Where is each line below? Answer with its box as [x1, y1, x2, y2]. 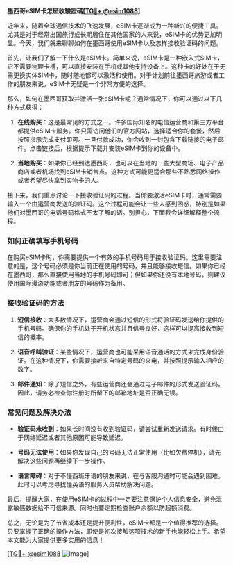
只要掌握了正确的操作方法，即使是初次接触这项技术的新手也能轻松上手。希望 [7, 527, 226, 535]
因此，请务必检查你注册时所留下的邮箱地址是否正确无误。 [17, 388, 182, 397]
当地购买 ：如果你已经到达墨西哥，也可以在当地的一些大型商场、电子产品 [17, 159, 224, 167]
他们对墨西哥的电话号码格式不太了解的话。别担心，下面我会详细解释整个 [7, 208, 214, 216]
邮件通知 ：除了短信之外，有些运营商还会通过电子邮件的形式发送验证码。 [17, 379, 224, 388]
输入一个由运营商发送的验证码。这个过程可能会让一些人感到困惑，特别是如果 [7, 199, 226, 208]
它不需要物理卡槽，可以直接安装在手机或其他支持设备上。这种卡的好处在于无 [7, 63, 226, 70]
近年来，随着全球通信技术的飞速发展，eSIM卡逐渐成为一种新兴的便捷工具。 [7, 22, 223, 30]
